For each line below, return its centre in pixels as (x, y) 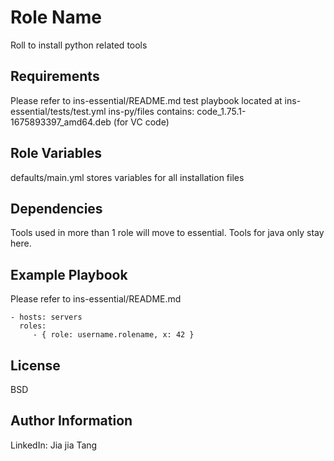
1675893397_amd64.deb (61, 122)
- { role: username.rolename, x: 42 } (113, 335)
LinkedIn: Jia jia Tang (54, 445)
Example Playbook (69, 274)
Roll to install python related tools (79, 45)
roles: (33, 326)
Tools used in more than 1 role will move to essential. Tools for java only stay (167, 233)
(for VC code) (141, 122)
